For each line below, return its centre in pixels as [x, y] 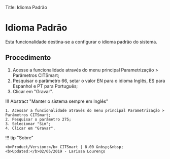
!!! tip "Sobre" [20, 137]
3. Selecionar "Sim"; [28, 124]
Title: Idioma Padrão [26, 7]
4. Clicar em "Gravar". [30, 128]
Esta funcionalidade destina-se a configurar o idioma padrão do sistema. [81, 42]
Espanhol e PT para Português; [45, 86]
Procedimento [28, 58]
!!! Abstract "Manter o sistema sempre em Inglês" [57, 101]
